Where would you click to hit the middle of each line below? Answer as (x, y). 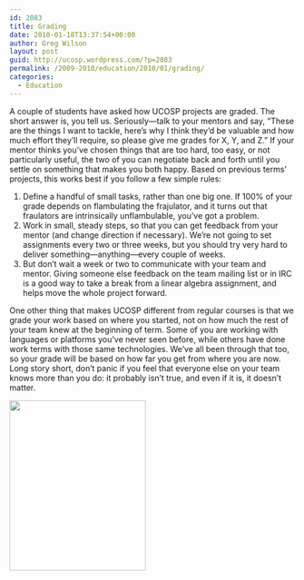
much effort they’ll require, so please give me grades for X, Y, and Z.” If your (152, 140)
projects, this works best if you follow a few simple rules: (116, 179)
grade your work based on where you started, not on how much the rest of (149, 319)
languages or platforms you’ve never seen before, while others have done (147, 339)
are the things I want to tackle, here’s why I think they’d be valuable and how (152, 130)
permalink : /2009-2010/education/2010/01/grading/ (107, 69)
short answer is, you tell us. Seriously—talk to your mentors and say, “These (152, 121)
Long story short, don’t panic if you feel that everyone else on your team (145, 368)
